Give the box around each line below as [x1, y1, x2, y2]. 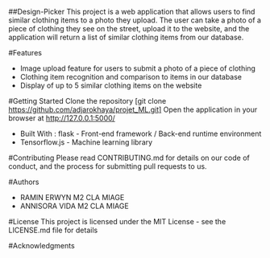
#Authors [8, 177, 39, 186]
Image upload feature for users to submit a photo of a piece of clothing [19, 63, 256, 73]
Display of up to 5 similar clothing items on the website [19, 80, 202, 90]
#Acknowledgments [8, 241, 75, 250]
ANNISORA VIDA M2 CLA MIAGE [19, 201, 129, 211]
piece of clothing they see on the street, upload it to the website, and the [8, 24, 250, 33]
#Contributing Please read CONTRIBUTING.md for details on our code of [8, 153, 250, 162]
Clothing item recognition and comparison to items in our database [19, 72, 243, 81]
